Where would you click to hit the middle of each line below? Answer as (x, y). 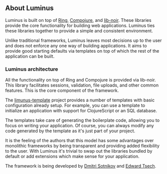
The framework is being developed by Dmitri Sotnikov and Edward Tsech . (81, 166)
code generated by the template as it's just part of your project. (70, 131)
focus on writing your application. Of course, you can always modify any (80, 126)
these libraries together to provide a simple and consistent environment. (79, 31)
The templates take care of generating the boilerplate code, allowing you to (83, 120)
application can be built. (30, 56)
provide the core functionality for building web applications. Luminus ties (80, 25)
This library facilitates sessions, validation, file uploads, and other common (82, 85)
